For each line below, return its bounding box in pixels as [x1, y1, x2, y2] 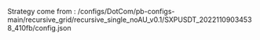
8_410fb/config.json [7, 24, 71, 32]
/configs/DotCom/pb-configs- [77, 7, 175, 16]
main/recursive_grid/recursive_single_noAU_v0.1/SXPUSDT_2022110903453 [7, 15, 252, 24]
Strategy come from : [7, 7, 76, 16]
